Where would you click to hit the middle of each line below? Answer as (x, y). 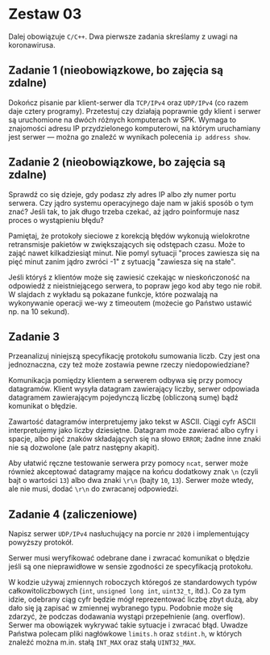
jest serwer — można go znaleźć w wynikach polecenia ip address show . (130, 136)
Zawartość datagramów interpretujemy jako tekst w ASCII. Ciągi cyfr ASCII (132, 422)
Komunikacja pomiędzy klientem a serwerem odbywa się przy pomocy (126, 380)
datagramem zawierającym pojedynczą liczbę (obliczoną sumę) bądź (124, 397)
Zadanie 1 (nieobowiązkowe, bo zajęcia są (116, 71)
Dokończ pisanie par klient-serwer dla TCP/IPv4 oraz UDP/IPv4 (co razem (128, 103)
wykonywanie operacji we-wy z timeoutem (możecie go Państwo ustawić (130, 303)
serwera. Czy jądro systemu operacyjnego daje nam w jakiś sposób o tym (131, 203)
